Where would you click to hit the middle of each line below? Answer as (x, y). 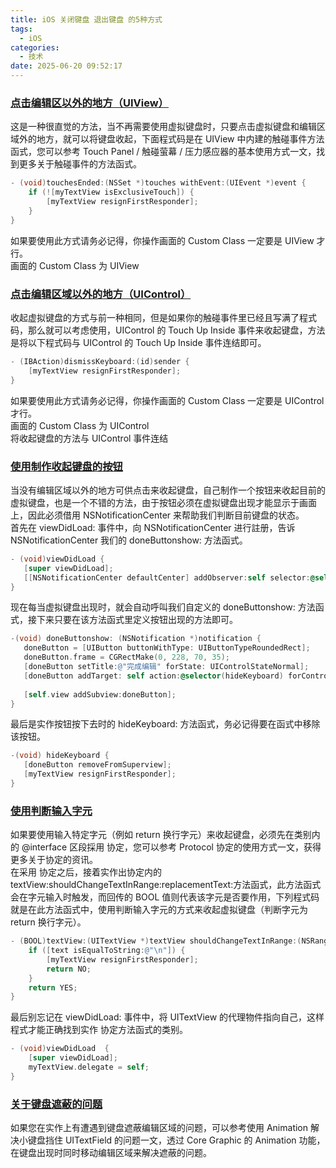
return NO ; (69, 969)
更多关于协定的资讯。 (54, 860)
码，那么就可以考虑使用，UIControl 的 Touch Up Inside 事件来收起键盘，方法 (168, 330)
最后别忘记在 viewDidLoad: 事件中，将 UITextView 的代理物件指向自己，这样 (167, 1017)
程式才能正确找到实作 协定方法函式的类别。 (99, 1030)
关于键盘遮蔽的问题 (56, 1104)
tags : (21, 29)
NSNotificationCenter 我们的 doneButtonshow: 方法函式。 (129, 540)
